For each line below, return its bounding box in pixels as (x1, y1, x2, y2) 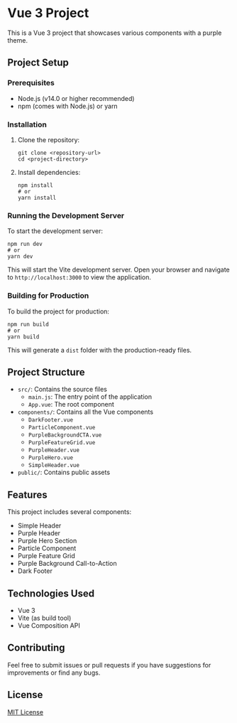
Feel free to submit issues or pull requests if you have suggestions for (7, 660, 211, 669)
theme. (7, 36, 28, 44)
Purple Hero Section (17, 537, 77, 545)
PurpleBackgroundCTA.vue (28, 432, 102, 439)
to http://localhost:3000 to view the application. (7, 273, 151, 282)
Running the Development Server (7, 210, 125, 220)
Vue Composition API (17, 621, 80, 630)
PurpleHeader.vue (28, 446, 80, 454)
